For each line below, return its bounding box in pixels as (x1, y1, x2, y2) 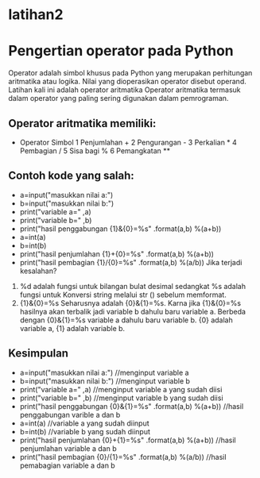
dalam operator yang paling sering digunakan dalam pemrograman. (8, 94, 229, 103)
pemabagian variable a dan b (19, 461, 115, 470)
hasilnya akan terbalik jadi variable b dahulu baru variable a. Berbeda (19, 306, 246, 316)
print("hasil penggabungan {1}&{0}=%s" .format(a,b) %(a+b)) (19, 224, 222, 233)
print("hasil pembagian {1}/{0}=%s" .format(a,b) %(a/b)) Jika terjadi (19, 257, 243, 267)
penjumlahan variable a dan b (19, 443, 117, 453)
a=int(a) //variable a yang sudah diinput (19, 418, 149, 428)
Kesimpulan (8, 347, 69, 360)
